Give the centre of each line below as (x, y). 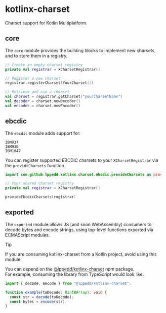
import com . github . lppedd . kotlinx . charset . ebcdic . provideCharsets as (78, 175)
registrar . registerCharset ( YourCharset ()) (49, 83)
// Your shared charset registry (40, 184)
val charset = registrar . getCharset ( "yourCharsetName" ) (64, 97)
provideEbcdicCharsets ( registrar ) (41, 197)
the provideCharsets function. (35, 165)
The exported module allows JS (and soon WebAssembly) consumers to (78, 224)
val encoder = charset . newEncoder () (43, 106)
